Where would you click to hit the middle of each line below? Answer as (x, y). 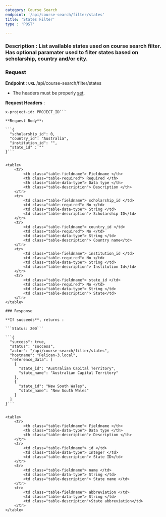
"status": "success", (33, 347)
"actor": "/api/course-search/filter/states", (60, 351)
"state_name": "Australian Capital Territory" (68, 373)
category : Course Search (31, 10)
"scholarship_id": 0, (33, 134)
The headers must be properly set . (48, 93)
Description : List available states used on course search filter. (83, 46)
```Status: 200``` (24, 329)
